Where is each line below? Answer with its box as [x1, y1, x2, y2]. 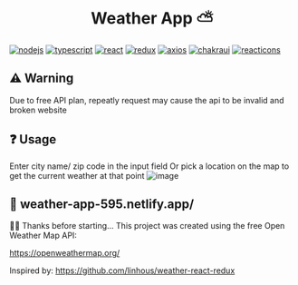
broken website [9, 104, 68, 115]
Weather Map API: [9, 230, 77, 241]
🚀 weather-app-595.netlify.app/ [9, 196, 195, 211]
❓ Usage [9, 132, 57, 147]
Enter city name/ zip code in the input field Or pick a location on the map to [9, 161, 290, 172]
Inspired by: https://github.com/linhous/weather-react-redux [9, 265, 236, 276]
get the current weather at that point [9, 170, 145, 181]
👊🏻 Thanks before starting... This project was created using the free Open [9, 221, 285, 231]
